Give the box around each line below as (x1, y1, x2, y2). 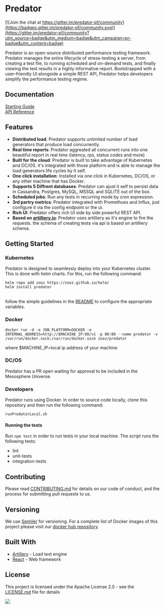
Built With (5, 538, 36, 546)
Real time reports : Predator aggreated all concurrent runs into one (12, 147, 148, 152)
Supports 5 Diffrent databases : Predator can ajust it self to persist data (12, 183, 159, 189)
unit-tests (12, 453, 32, 459)
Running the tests (5, 422, 42, 428)
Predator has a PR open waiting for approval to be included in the (5, 368, 138, 374)
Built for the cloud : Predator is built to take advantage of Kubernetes (12, 157, 153, 163)
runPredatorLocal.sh (5, 412, 48, 417)
